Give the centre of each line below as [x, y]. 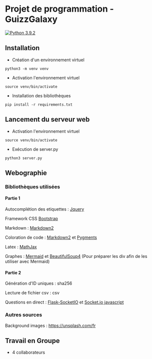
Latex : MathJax [21, 247]
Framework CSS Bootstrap [32, 219]
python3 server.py [24, 158]
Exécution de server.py [35, 149]
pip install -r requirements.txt [39, 105]
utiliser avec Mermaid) [27, 262]
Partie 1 [13, 198]
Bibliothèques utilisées [33, 187]
